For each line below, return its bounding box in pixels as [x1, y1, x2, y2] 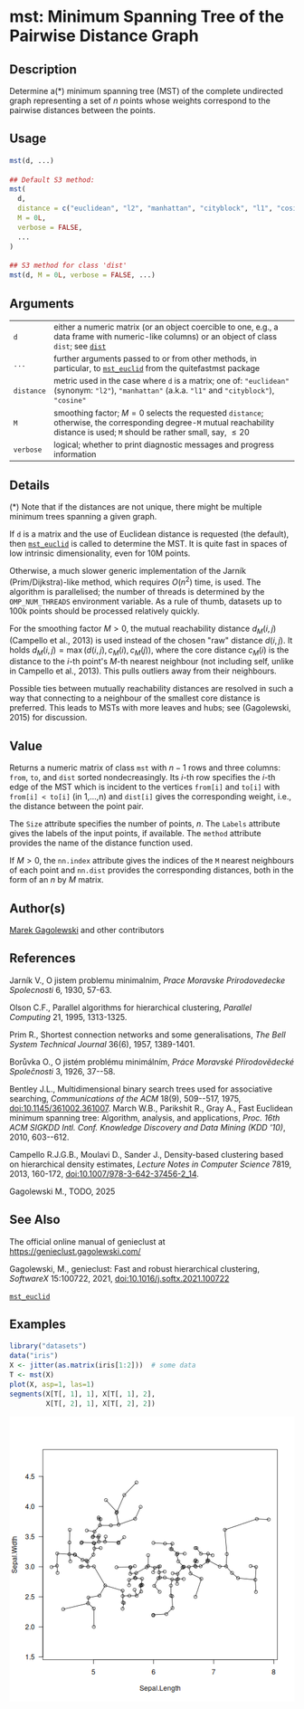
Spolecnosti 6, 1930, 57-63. [9, 984, 112, 995]
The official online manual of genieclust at [9, 1236, 166, 1246]
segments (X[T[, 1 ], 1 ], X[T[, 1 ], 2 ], [9, 1389, 156, 1399]
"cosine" [53, 396, 87, 406]
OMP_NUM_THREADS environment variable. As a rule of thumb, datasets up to [9, 596, 282, 606]
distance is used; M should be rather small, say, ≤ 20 [53, 426, 251, 437]
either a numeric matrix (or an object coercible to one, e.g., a [53, 321, 279, 332]
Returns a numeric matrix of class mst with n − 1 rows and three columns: [9, 762, 281, 773]
